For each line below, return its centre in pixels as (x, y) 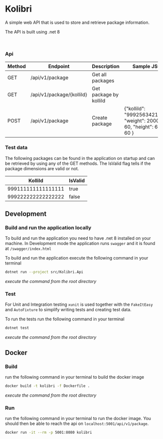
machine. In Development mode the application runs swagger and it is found (80, 244)
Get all (99, 75)
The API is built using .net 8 (33, 32)
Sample (141, 67)
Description (106, 67)
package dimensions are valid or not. (42, 168)
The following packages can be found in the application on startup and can (80, 158)
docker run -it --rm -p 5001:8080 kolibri (49, 433)
